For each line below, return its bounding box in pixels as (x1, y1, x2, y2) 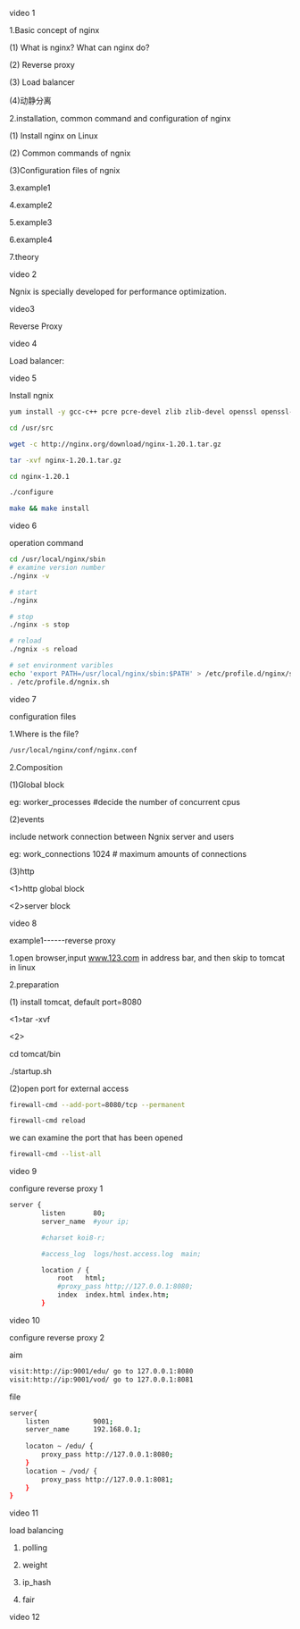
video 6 (9, 520, 37, 531)
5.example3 (9, 217, 53, 227)
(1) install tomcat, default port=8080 (9, 996, 143, 1007)
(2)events (9, 813, 45, 825)
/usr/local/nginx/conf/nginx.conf (9, 745, 138, 754)
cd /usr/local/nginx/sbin (9, 555, 105, 564)
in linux (9, 961, 36, 972)
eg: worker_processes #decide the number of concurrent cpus (9, 796, 241, 807)
